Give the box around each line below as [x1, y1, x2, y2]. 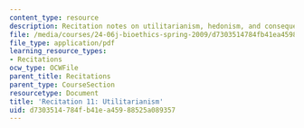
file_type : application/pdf [9, 38, 116, 48]
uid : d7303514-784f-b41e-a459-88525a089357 [9, 105, 176, 114]
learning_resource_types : [9, 47, 107, 56]
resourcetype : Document [9, 88, 100, 97]
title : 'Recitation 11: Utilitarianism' [9, 96, 165, 106]
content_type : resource [9, 13, 100, 23]
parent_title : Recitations [9, 72, 111, 81]
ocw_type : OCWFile [9, 64, 79, 73]
